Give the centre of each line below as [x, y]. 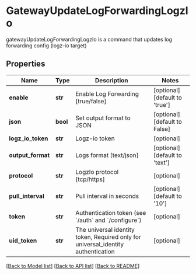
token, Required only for [108, 236]
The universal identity [105, 229]
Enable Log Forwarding [107, 93]
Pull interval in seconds [107, 196]
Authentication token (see [111, 213]
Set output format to [103, 118]
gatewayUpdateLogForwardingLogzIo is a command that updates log [89, 39]
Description [112, 80]
